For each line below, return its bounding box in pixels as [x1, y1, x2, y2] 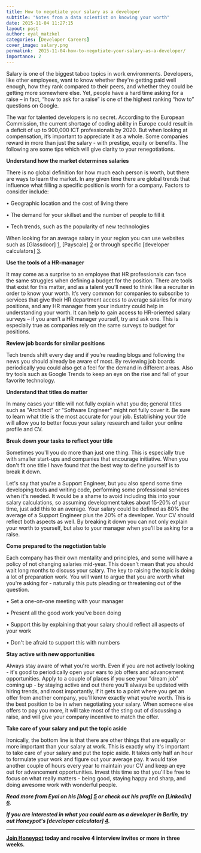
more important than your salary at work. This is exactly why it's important [6, 742, 190, 750]
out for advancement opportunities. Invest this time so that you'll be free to [6, 768, 191, 776]
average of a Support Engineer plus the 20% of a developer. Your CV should [6, 511, 194, 518]
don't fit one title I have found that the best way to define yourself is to [6, 461, 179, 469]
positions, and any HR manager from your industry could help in [6, 302, 164, 309]
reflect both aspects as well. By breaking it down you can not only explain [6, 518, 188, 525]
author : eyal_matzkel [6, 31, 60, 37]
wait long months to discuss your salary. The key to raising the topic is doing [6, 566, 195, 574]
